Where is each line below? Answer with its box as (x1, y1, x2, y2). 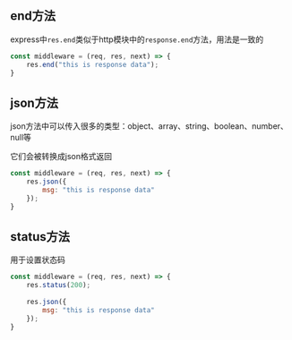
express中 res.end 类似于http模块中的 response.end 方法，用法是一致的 (10, 34, 264, 45)
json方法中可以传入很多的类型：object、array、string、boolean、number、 (10, 121, 289, 132)
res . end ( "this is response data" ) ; (26, 60, 159, 69)
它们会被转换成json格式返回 (10, 151, 113, 162)
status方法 (10, 229, 71, 244)
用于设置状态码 (10, 254, 65, 266)
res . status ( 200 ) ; (26, 281, 91, 290)
